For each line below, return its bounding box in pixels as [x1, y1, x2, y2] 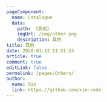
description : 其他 [17, 37, 62, 43]
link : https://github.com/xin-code [11, 87, 102, 93]
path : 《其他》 [17, 25, 52, 32]
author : [6, 76, 26, 82]
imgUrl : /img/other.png [17, 31, 77, 37]
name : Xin [11, 82, 36, 88]
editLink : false [6, 64, 47, 71]
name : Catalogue [11, 14, 53, 20]
